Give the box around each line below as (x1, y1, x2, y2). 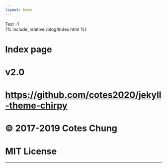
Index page (5, 43, 52, 55)
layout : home (5, 7, 32, 12)
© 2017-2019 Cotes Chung (5, 123, 118, 134)
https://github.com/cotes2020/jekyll (5, 89, 162, 101)
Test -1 (5, 21, 19, 27)
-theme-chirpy (5, 100, 68, 111)
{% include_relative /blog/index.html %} (5, 26, 87, 32)
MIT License (5, 146, 57, 157)
